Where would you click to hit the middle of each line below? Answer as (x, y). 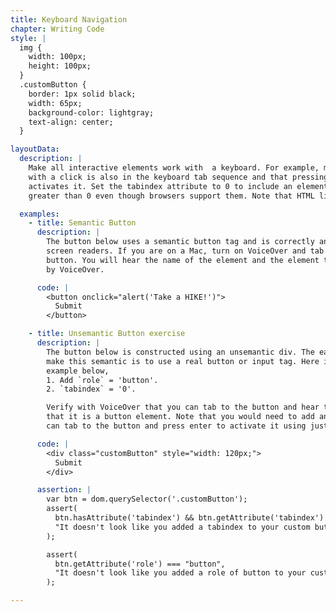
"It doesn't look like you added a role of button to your (180, 573)
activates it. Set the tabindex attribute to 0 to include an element (178, 186)
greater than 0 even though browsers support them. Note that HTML (171, 196)
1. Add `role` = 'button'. (102, 380)
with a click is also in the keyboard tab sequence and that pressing (178, 177)
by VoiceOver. (75, 269)
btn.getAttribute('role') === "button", (140, 564)
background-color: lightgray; (91, 112)
